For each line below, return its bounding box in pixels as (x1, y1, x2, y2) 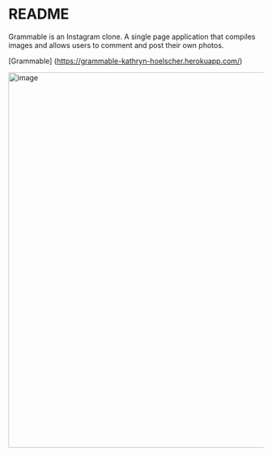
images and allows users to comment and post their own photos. (8, 40, 224, 49)
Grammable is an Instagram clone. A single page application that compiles (8, 32, 256, 41)
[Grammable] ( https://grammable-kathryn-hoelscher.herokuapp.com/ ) (8, 56, 243, 66)
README (8, 5, 70, 24)
